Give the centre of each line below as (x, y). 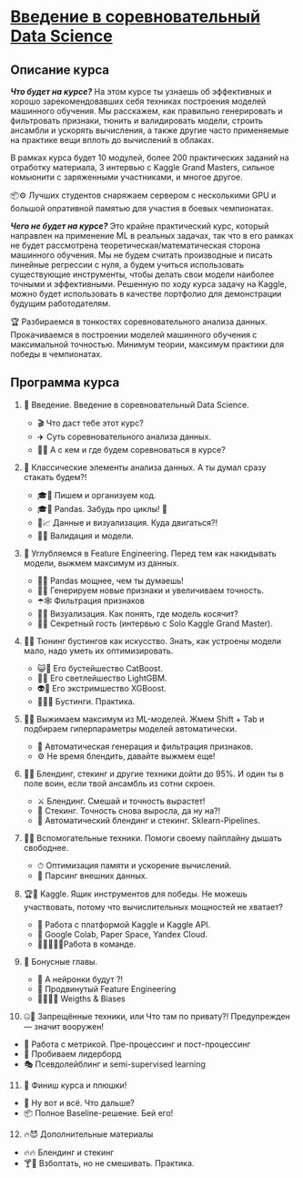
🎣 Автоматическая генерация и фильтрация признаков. (145, 746)
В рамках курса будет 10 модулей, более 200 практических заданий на (150, 158)
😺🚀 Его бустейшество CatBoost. (100, 668)
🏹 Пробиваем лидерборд (72, 1053)
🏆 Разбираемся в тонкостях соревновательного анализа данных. (139, 322)
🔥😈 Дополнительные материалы (88, 1134)
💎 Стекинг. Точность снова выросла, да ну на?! (129, 810)
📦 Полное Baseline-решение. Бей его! (98, 1112)
